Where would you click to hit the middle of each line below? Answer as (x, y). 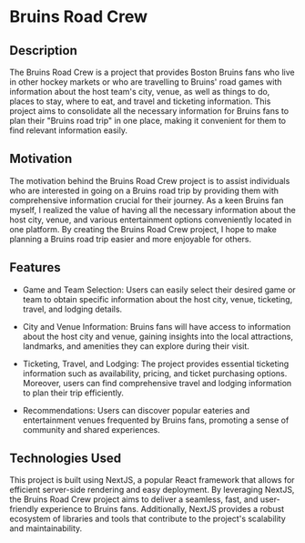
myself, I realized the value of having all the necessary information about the (152, 210)
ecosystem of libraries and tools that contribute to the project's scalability (148, 519)
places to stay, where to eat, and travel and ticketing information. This (140, 101)
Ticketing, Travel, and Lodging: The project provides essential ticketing (156, 364)
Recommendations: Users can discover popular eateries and (136, 410)
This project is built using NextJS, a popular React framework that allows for (152, 480)
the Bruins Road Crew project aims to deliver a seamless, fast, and (134, 499)
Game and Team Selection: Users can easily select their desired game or (159, 290)
